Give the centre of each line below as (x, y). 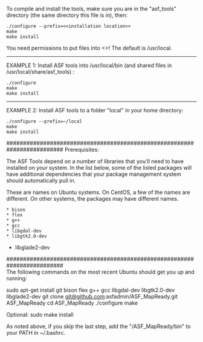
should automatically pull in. (41, 180)
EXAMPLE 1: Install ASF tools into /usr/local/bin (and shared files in (89, 65)
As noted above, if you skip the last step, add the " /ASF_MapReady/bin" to (99, 326)
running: (17, 278)
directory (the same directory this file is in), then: (67, 15)
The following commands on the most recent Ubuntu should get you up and (100, 272)
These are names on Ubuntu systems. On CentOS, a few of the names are (98, 192)
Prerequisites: (82, 150)
